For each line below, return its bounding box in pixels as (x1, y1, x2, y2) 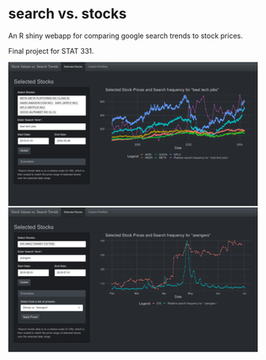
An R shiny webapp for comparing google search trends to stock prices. (8, 31, 243, 40)
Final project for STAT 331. (8, 46, 94, 55)
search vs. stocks (8, 5, 127, 23)
